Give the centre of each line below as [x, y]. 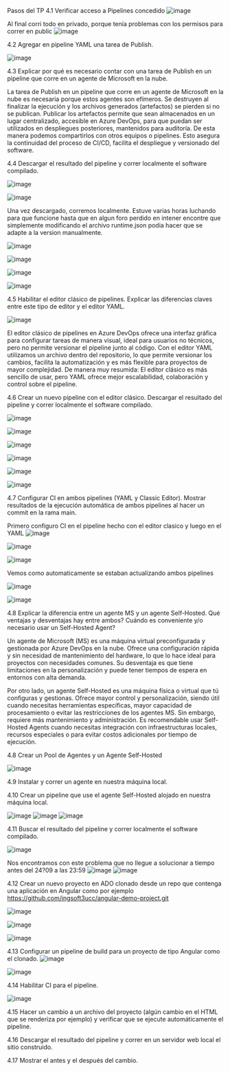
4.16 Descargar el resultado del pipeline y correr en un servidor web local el [114, 1040]
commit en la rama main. [42, 512]
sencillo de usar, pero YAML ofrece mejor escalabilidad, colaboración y [108, 377]
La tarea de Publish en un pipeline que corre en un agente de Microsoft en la [115, 92]
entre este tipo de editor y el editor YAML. [66, 306]
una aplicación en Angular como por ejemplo [70, 891]
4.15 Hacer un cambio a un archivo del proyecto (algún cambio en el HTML [113, 1012]
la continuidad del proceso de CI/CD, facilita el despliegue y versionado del [113, 143]
